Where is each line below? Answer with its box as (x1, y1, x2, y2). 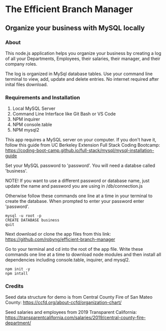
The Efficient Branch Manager (5, 4, 133, 15)
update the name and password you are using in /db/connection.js (5, 183, 143, 189)
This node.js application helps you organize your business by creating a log (5, 50, 162, 56)
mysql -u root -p (5, 213, 42, 218)
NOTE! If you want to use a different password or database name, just (5, 178, 150, 184)
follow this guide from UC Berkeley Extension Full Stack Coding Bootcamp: (5, 142, 160, 148)
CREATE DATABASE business (5, 218, 59, 223)
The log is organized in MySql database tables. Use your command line (5, 71, 153, 77)
